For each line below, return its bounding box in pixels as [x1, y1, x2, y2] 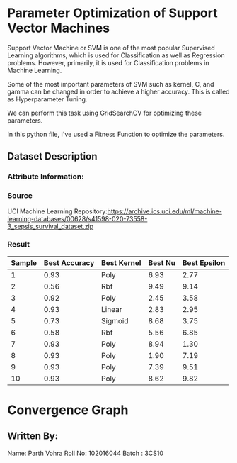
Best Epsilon [182, 257, 226, 267]
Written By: [7, 430, 59, 442]
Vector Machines [7, 20, 110, 36]
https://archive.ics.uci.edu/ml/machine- [107, 207, 223, 216]
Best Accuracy [43, 257, 95, 267]
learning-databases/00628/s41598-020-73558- [7, 214, 148, 223]
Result [7, 240, 30, 250]
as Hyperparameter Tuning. [7, 94, 88, 104]
